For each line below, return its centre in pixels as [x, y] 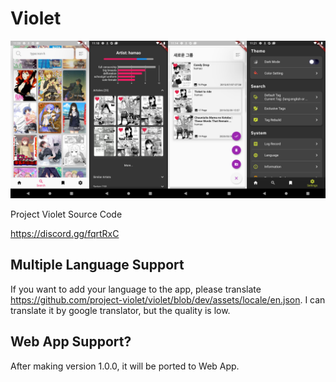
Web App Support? [71, 342]
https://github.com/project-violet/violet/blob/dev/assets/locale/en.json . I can [168, 299]
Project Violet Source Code [66, 214]
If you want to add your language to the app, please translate [136, 289]
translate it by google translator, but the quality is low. [120, 310]
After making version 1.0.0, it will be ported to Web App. [125, 366]
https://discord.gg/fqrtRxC [65, 233]
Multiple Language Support [97, 265]
